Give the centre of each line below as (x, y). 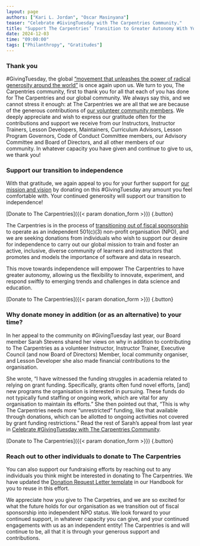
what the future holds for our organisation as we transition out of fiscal (93, 506)
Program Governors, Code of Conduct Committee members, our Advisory (96, 136)
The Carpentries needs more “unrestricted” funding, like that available (92, 410)
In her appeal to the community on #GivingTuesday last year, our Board (93, 335)
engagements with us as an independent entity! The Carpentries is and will (98, 525)
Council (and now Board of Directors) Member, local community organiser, (97, 354)
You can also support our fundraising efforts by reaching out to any (89, 470)
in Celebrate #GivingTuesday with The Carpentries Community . (84, 429)
